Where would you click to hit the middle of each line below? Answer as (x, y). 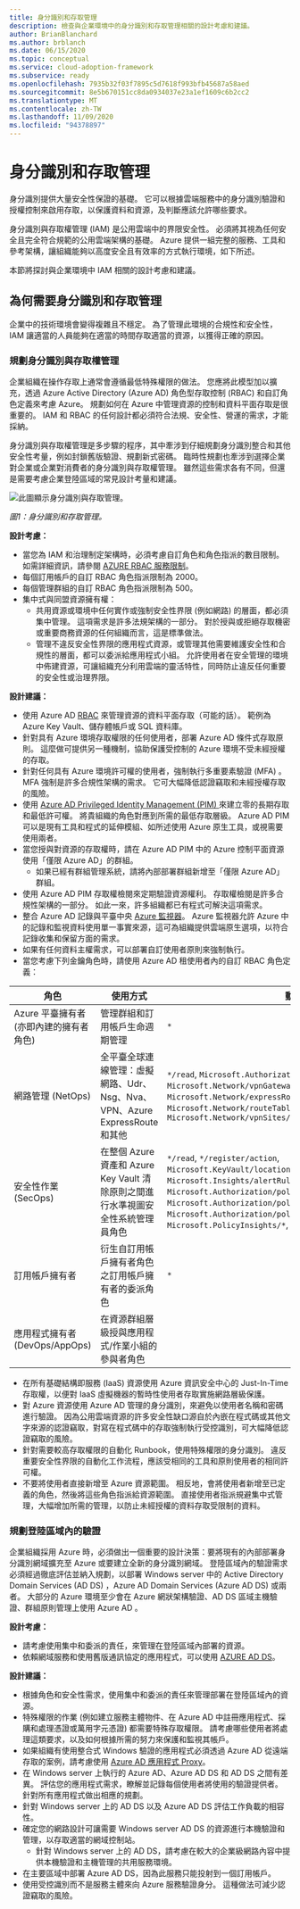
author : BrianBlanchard (54, 34)
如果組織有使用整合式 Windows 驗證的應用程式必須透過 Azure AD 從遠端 (155, 1751)
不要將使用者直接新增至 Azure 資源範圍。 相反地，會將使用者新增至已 (150, 1483)
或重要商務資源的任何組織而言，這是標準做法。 (121, 633)
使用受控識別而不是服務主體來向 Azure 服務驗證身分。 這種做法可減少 (150, 1885)
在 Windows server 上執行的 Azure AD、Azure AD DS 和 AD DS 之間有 (151, 1773)
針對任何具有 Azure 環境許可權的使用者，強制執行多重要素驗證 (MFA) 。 (154, 771)
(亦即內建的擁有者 (51, 1027)
